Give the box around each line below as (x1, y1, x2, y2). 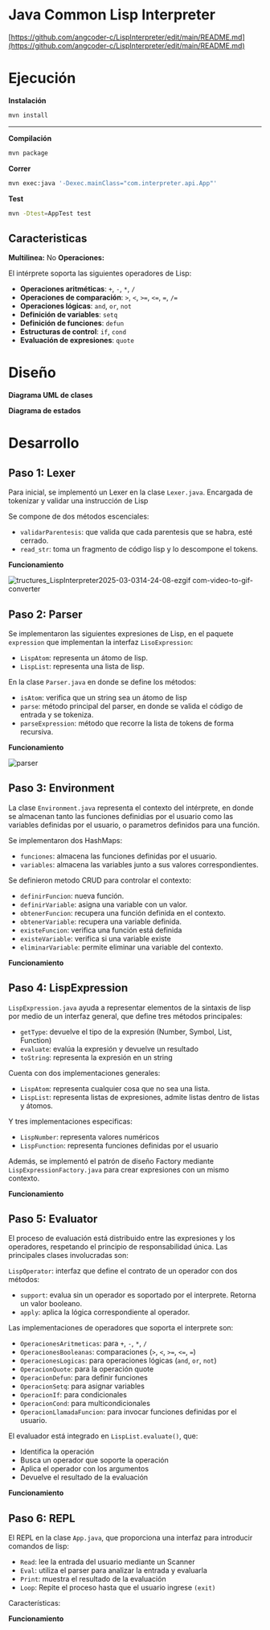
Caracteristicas (8, 231, 88, 245)
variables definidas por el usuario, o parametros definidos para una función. (8, 820, 260, 829)
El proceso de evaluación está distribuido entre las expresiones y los (8, 1234, 235, 1243)
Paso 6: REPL (8, 1512, 76, 1525)
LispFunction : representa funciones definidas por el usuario (19, 1140, 219, 1150)
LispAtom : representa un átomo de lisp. (19, 652, 149, 662)
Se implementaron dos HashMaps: (8, 835, 123, 845)
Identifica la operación (19, 1447, 95, 1457)
